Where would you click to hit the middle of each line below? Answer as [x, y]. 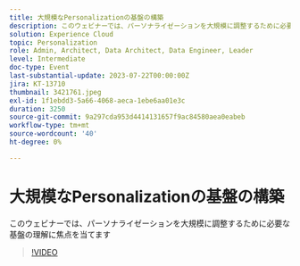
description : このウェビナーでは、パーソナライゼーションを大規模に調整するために [145, 26]
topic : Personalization [54, 42]
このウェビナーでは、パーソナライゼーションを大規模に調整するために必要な [150, 223]
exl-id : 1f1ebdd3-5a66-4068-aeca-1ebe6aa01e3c [97, 100]
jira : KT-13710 [37, 84]
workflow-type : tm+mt [50, 126]
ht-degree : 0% [36, 142]
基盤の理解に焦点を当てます [60, 234]
